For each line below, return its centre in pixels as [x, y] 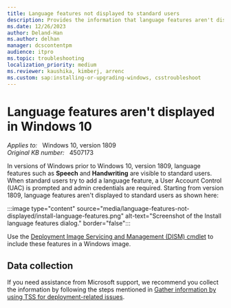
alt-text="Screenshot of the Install [173, 216]
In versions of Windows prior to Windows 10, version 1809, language [104, 166]
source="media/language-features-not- [133, 209]
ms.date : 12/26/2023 [37, 26]
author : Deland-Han [35, 33]
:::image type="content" [41, 209]
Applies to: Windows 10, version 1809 [62, 145]
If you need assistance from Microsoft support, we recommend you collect [113, 283]
